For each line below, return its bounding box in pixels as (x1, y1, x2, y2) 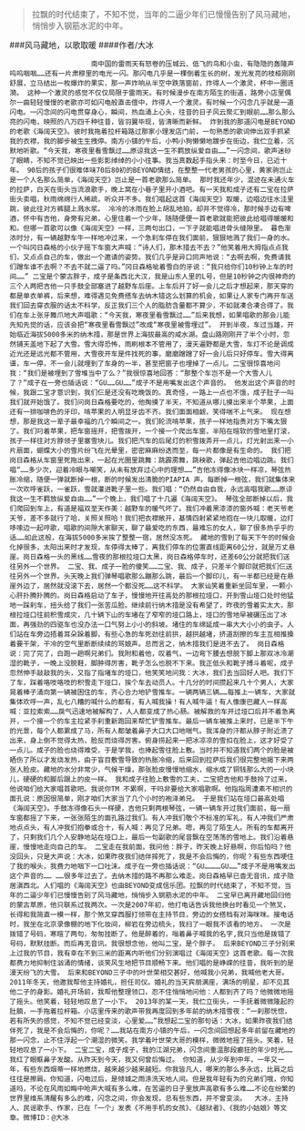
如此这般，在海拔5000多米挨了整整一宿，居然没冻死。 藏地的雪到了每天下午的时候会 (24, 533, 296, 542)
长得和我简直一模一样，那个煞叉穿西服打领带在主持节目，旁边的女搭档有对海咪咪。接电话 (9, 910, 294, 919)
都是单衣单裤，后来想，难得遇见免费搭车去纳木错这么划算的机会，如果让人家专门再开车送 (9, 291, 294, 300)
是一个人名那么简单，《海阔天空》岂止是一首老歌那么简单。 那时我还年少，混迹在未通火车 (9, 176, 295, 185)
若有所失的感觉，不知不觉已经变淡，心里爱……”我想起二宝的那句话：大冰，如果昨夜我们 (9, 1016, 287, 1025)
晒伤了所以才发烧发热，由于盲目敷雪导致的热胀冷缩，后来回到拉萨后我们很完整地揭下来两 (9, 755, 294, 764)
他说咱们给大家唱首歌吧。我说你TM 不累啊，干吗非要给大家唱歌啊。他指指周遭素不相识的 (9, 784, 293, 793)
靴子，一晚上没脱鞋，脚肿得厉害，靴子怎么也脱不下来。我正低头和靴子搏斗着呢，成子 (22, 659, 294, 668)
